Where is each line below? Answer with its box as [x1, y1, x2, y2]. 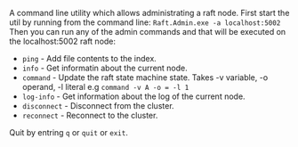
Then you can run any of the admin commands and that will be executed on [9, 27, 286, 37]
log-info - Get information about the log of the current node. [21, 91, 246, 102]
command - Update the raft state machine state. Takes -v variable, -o [21, 72, 269, 83]
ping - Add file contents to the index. [21, 53, 157, 63]
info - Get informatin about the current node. [21, 62, 189, 73]
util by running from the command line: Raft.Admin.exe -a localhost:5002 [9, 17, 281, 28]
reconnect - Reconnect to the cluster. [21, 110, 158, 120]
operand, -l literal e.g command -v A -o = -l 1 [21, 82, 189, 92]
